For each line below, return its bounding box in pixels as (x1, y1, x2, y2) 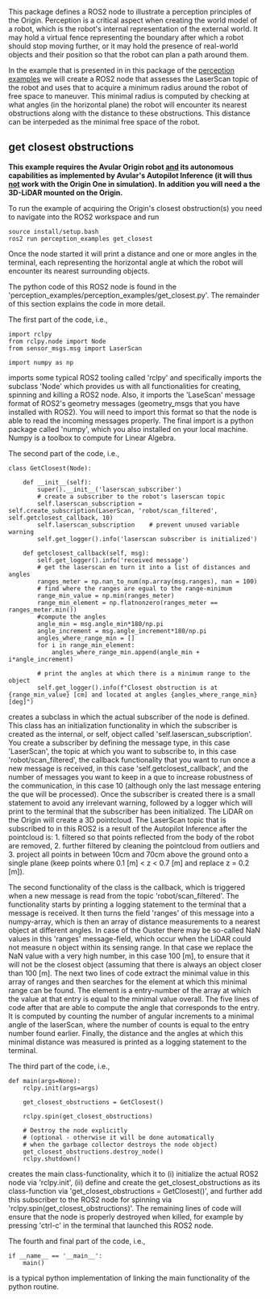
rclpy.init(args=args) (23, 1084, 99, 1092)
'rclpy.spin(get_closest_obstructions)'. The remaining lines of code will (8, 1203, 242, 1212)
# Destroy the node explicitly (23, 1126, 128, 1135)
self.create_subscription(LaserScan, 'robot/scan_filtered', (8, 506, 218, 514)
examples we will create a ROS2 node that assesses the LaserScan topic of (8, 74, 259, 83)
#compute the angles (37, 612, 106, 621)
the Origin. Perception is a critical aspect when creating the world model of (8, 15, 258, 25)
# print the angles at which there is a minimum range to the (37, 669, 251, 678)
